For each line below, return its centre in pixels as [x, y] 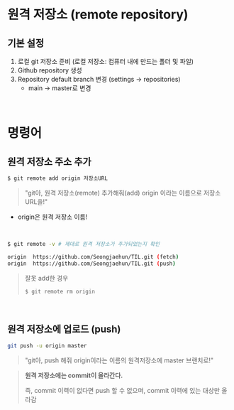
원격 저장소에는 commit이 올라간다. [74, 376]
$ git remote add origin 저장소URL [58, 178]
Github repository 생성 [50, 70]
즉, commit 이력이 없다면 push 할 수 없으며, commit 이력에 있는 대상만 [122, 391]
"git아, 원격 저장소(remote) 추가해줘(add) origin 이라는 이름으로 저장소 [123, 193]
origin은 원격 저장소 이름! [52, 217]
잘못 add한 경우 [46, 278]
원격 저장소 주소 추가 [49, 162]
